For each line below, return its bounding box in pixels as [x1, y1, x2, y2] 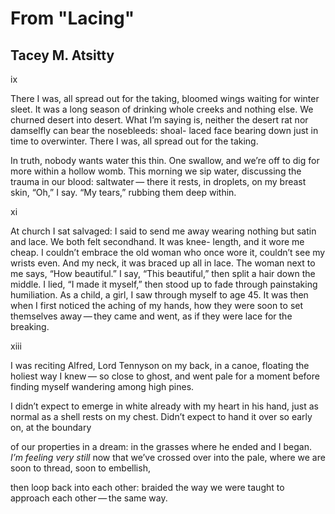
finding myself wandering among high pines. [10, 381, 195, 392]
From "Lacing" [10, 7, 135, 30]
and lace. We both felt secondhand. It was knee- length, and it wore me [10, 236, 305, 247]
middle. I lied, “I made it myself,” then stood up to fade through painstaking [10, 278, 318, 290]
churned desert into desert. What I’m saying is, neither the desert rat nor [10, 114, 309, 126]
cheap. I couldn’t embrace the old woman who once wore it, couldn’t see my [10, 247, 326, 258]
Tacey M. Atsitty [10, 47, 115, 64]
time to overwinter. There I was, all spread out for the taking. [10, 135, 259, 147]
